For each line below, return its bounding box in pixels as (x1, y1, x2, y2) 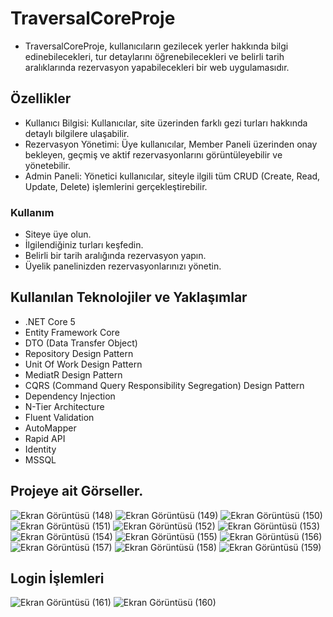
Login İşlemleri (10, 570, 105, 587)
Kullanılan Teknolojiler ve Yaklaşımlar (10, 289, 248, 306)
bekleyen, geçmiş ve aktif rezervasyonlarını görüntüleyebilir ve (24, 148, 283, 161)
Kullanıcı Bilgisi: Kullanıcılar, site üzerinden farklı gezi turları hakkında (24, 117, 308, 129)
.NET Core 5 (24, 315, 76, 327)
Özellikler (10, 90, 72, 107)
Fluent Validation (24, 411, 95, 423)
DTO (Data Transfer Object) (24, 337, 138, 349)
